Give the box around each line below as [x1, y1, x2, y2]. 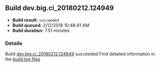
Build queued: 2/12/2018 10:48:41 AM [12, 22, 90, 28]
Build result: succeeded [12, 17, 59, 23]
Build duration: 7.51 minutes [12, 27, 70, 33]
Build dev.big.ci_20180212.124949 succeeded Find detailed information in [5, 51, 155, 57]
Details [5, 39, 23, 46]
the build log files [5, 56, 41, 62]
